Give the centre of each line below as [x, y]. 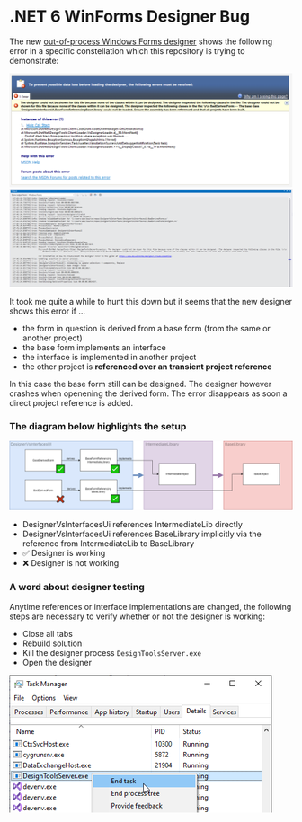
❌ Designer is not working [71, 563]
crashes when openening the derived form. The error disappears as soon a [148, 393]
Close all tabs [48, 633]
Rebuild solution [52, 643]
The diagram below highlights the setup [98, 426]
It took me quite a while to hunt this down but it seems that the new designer [151, 301]
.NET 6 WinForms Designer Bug [129, 17]
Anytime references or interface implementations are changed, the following [151, 606]
